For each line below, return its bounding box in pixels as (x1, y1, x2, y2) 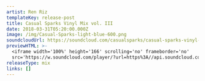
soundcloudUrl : (6, 37, 45, 43)
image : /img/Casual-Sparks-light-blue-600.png (6, 32, 127, 38)
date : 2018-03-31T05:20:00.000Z (6, 26, 88, 32)
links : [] (6, 65, 32, 72)
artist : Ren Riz (6, 9, 48, 15)
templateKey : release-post (6, 15, 75, 21)
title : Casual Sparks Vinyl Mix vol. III (6, 20, 113, 26)
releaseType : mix (6, 60, 51, 66)
